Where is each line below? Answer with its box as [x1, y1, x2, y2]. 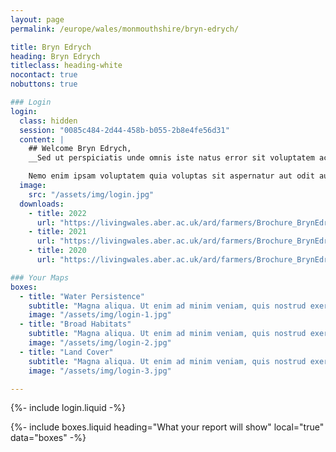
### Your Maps [10, 272, 70, 283]
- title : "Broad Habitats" [19, 319, 132, 330]
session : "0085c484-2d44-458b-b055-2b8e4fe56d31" [19, 125, 230, 135]
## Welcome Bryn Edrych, [28, 144, 132, 154]
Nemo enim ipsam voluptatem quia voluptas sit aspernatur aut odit [28, 171, 315, 181]
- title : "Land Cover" [19, 347, 114, 357]
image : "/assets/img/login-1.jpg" [28, 310, 172, 320]
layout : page [10, 14, 65, 25]
